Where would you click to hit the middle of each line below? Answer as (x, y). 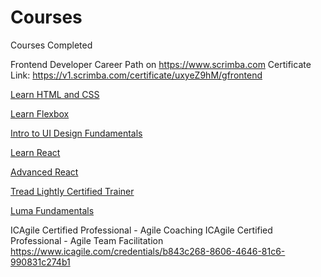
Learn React (35, 152)
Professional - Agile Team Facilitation (87, 240)
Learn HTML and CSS (55, 94)
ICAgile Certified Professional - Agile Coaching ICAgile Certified (141, 230)
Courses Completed (51, 45)
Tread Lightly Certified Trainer (72, 191)
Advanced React (44, 172)
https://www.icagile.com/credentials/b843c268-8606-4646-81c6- (148, 251)
